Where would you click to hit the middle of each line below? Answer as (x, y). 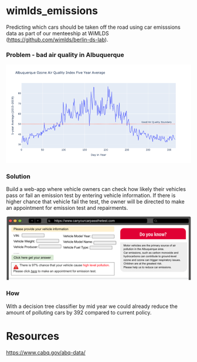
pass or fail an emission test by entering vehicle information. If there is (91, 196)
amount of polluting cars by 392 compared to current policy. (79, 312)
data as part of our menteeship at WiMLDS (58, 33)
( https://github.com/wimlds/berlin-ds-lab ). (57, 39)
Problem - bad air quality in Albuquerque (65, 55)
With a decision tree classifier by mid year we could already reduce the (92, 306)
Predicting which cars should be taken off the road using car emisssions (93, 27)
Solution (18, 176)
